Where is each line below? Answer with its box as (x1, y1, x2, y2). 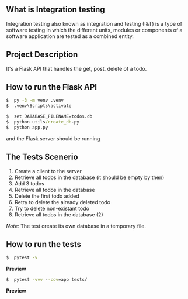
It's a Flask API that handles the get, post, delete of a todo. (6, 65, 147, 72)
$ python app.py (6, 124, 48, 130)
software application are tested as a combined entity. (6, 32, 134, 40)
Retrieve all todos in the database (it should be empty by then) (14, 174, 165, 181)
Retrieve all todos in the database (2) (14, 211, 103, 218)
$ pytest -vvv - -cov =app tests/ (6, 277, 88, 283)
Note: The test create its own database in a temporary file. (6, 222, 146, 229)
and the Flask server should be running (6, 135, 100, 142)
